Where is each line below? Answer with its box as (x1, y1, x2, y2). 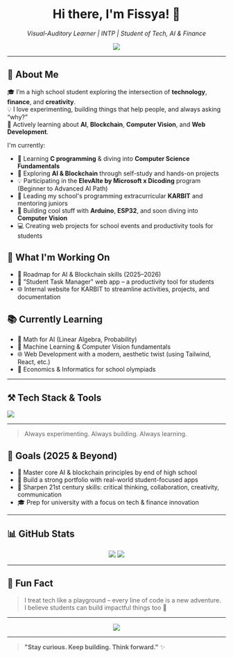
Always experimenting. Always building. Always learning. (24, 430, 187, 438)
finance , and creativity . (7, 97, 76, 106)
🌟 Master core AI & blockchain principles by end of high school (17, 468, 198, 476)
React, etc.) (17, 358, 51, 366)
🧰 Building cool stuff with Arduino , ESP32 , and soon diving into (17, 206, 199, 214)
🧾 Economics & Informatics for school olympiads (17, 365, 156, 374)
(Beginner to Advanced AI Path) (17, 184, 108, 193)
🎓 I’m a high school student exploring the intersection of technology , (7, 87, 207, 96)
